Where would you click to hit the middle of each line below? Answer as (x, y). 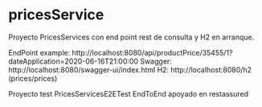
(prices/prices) (33, 78)
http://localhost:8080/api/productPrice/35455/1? (152, 52)
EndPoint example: (39, 52)
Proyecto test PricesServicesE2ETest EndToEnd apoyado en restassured (129, 93)
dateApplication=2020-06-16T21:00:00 (74, 61)
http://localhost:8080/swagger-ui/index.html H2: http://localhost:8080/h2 (130, 69)
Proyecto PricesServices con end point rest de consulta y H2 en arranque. (131, 37)
